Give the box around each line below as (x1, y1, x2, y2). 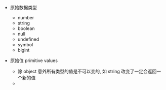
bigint (17, 47, 30, 53)
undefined (17, 36, 39, 42)
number (17, 15, 34, 20)
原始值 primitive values (10, 57, 58, 64)
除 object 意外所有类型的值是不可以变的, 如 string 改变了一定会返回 (17, 68, 157, 74)
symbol (17, 42, 33, 47)
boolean (17, 25, 35, 32)
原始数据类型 (10, 5, 37, 10)
